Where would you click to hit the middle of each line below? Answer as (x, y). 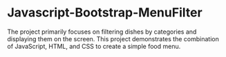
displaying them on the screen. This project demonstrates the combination (113, 38)
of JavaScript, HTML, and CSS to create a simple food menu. (94, 46)
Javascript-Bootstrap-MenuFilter (105, 13)
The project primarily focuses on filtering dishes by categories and (102, 32)
